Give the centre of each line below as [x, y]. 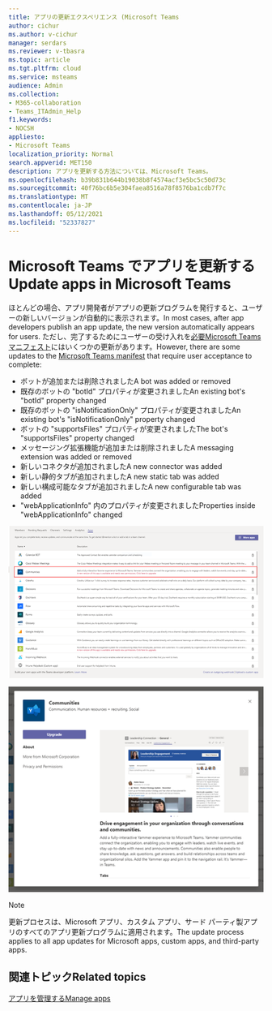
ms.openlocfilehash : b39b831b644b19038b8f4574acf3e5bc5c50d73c [117, 180]
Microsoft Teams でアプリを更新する [132, 266]
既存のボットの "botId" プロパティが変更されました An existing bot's [132, 391]
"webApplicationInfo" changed [71, 514]
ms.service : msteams [43, 77]
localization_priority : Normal [61, 154]
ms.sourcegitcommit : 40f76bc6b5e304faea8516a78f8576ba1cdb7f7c [117, 188]
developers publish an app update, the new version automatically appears [132, 327]
